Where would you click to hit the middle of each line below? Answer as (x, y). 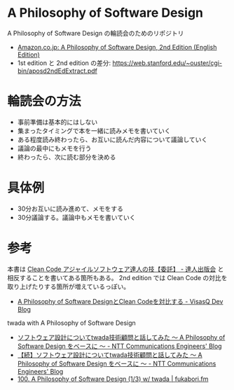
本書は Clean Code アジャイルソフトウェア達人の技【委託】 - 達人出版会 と (116, 269)
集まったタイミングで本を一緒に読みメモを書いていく (94, 130)
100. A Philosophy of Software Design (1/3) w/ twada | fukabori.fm (113, 379)
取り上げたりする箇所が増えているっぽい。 (69, 286)
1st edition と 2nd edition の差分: (64, 63)
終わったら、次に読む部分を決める (67, 157)
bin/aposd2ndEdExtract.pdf (57, 71)
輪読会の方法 (44, 101)
